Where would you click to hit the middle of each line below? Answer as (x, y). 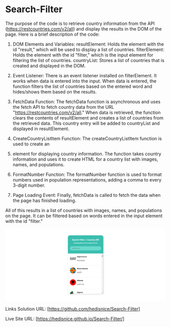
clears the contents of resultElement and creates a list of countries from (88, 117)
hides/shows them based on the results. (54, 92)
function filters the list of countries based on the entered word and (82, 86)
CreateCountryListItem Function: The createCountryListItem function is (87, 138)
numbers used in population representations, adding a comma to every (87, 180)
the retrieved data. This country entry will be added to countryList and (86, 123)
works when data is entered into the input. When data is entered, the (84, 81)
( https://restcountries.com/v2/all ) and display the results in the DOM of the (83, 28)
